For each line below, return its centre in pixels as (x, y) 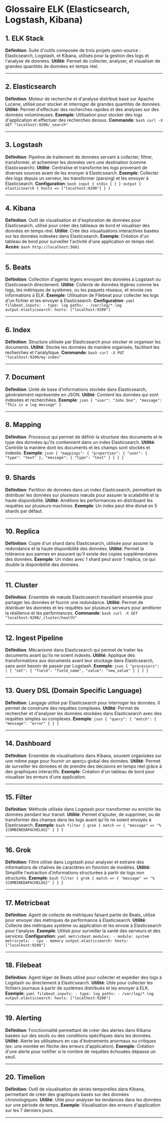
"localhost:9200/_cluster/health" (41, 618)
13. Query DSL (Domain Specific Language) (73, 691)
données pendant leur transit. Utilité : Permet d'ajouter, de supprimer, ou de (83, 815)
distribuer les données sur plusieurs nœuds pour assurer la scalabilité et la (82, 495)
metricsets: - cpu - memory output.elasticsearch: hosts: (67, 941)
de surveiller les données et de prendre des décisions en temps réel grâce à (83, 766)
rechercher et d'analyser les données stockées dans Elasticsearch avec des (83, 713)
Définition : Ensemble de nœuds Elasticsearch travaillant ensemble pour (79, 597)
